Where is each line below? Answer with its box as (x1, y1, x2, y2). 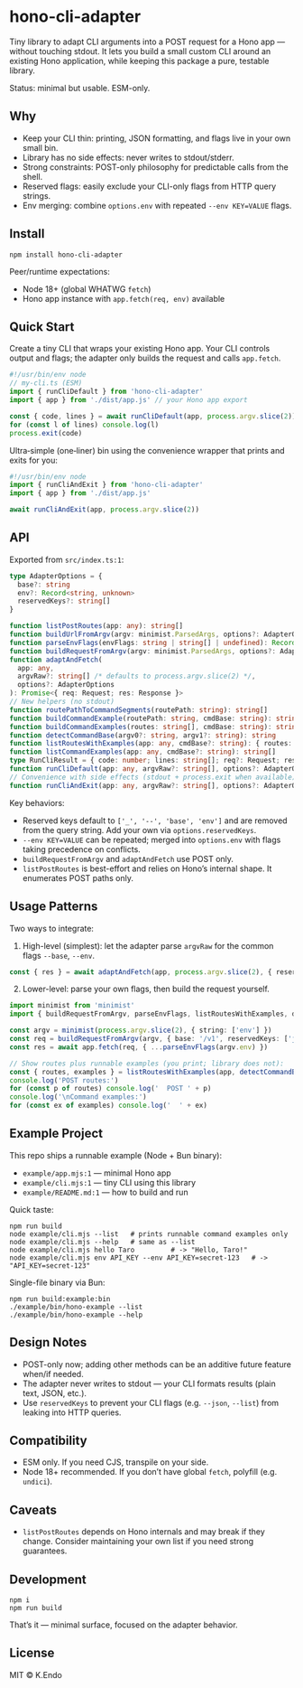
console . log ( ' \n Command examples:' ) (9, 1093, 147, 1102)
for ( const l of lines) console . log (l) (9, 420, 160, 429)
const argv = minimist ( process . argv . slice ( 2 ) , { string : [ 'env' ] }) (9, 1026, 272, 1036)
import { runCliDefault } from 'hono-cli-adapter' (9, 387, 204, 397)
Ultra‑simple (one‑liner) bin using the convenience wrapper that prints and (9, 445, 286, 455)
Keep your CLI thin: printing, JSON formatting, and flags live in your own (22, 133, 291, 144)
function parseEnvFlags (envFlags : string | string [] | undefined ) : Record (9, 638, 297, 647)
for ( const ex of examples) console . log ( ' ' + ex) (9, 1101, 207, 1111)
